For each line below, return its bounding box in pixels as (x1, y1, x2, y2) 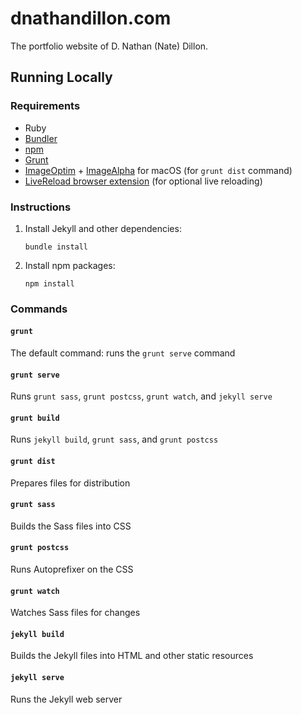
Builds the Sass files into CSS (10, 520, 132, 532)
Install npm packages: (24, 259, 116, 271)
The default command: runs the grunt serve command (10, 347, 236, 359)
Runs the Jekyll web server (10, 693, 123, 705)
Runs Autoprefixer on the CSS (10, 563, 134, 576)
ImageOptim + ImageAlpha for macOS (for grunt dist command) (24, 164, 293, 176)
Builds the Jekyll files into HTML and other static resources (10, 650, 254, 662)
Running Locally (10, 69, 113, 86)
